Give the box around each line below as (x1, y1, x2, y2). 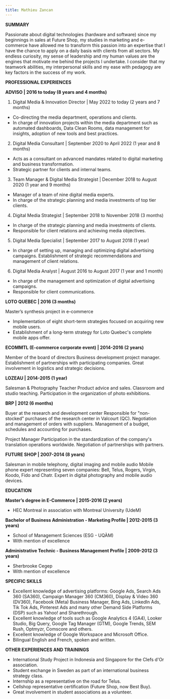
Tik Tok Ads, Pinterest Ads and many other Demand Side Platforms (12, 604, 153, 610)
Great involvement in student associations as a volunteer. (12, 689, 132, 695)
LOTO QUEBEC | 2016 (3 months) (5, 299, 76, 305)
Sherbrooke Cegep (12, 562, 53, 569)
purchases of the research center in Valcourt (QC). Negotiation (25, 415, 157, 421)
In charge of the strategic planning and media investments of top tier (12, 197, 156, 203)
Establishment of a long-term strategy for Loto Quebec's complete (12, 329, 152, 335)
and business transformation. (12, 161, 75, 167)
